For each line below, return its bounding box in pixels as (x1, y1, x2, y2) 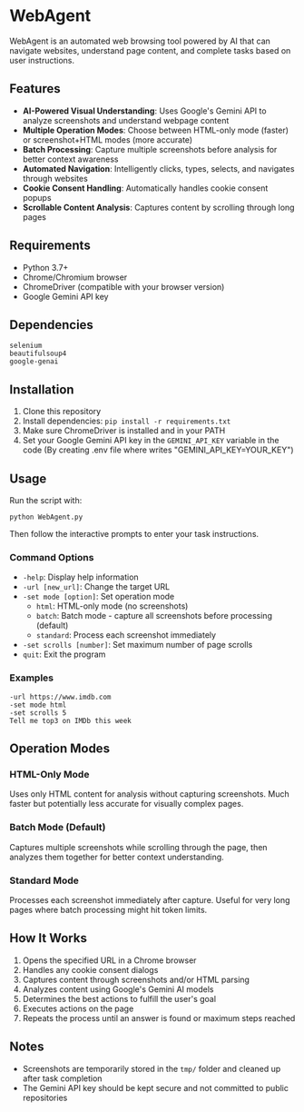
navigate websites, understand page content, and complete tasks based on (9, 45, 291, 55)
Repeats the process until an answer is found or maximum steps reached (22, 1012, 296, 1023)
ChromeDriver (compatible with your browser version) (22, 281, 225, 292)
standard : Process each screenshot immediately (35, 630, 216, 640)
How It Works (9, 930, 88, 946)
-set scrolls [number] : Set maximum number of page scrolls (22, 640, 253, 650)
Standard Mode (9, 874, 80, 887)
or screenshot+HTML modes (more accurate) (22, 134, 193, 145)
